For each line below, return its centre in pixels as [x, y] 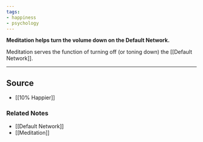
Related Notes [27, 114]
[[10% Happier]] [35, 98]
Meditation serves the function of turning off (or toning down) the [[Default [99, 52]
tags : [13, 12]
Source [20, 83]
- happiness [21, 18]
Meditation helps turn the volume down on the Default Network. [88, 40]
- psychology [23, 23]
